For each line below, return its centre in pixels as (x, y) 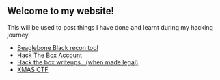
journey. (18, 35)
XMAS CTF (33, 69)
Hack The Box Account (50, 55)
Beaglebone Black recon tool (58, 47)
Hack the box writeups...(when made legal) (78, 62)
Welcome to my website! (61, 11)
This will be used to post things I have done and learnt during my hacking (110, 27)
